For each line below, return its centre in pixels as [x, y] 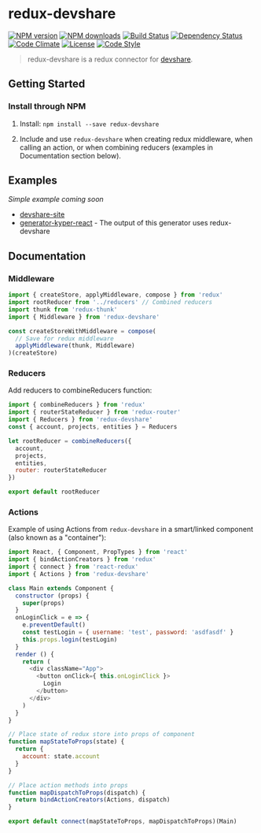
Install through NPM [47, 106]
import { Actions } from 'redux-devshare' [79, 574]
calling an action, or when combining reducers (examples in [116, 147]
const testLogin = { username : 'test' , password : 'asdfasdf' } [128, 632]
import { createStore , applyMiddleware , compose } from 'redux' [116, 295]
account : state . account [61, 757]
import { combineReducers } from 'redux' [77, 405]
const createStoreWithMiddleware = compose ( [82, 331]
